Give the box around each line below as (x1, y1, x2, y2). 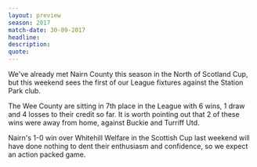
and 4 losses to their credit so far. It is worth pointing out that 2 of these (8, 110, 241, 118)
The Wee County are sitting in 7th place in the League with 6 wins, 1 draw (8, 101, 245, 111)
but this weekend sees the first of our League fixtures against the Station (8, 78, 244, 87)
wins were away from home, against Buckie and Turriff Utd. (8, 118, 200, 127)
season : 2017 (8, 19, 51, 27)
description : (8, 41, 51, 49)
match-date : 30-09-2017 (8, 26, 86, 34)
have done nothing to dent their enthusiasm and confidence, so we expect (8, 142, 248, 151)
